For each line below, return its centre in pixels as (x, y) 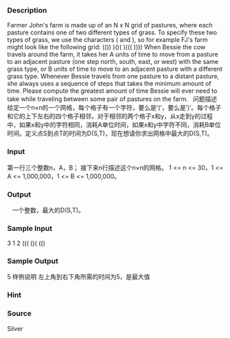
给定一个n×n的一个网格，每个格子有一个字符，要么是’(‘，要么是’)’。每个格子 (114, 108)
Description (27, 10)
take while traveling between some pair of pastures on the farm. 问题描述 (112, 99)
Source (20, 313)
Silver (15, 328)
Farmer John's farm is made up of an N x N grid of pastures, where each (110, 25)
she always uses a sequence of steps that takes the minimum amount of (109, 84)
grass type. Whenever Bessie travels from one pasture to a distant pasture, (113, 76)
